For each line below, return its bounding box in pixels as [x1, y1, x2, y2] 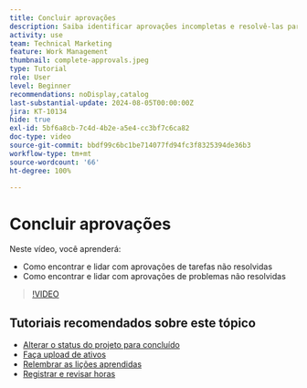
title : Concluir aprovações [9, 13, 117, 23]
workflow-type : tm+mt [9, 149, 92, 158]
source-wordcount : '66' [9, 157, 101, 167]
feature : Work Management [9, 47, 108, 57]
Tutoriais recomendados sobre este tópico [9, 315, 256, 330]
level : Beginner [9, 81, 71, 90]
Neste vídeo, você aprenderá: [9, 244, 122, 255]
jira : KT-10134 [9, 107, 68, 116]
